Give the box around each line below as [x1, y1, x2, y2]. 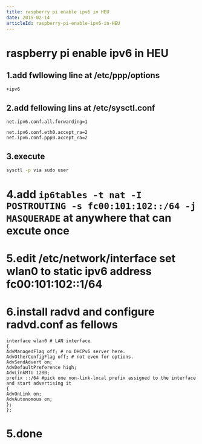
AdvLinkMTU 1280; [6, 370, 50, 376]
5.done [6, 427, 43, 441]
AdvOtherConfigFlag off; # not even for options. [6, 354, 134, 360]
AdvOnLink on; [6, 391, 42, 397]
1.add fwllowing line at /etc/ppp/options [6, 70, 160, 81]
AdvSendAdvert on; [6, 359, 53, 365]
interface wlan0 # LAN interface [6, 338, 91, 344]
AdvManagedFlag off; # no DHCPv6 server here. [6, 349, 126, 355]
